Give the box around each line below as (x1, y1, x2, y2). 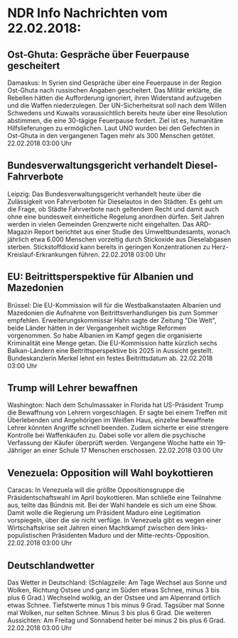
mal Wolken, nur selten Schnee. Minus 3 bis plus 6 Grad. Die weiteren (7, 609, 212, 617)
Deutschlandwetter (7, 559, 94, 571)
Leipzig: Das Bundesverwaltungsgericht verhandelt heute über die (7, 189, 202, 198)
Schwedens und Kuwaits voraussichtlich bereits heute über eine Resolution (7, 109, 227, 117)
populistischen (7, 531, 51, 540)
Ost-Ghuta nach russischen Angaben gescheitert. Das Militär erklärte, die (7, 86, 222, 94)
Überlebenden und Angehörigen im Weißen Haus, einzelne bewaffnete (7, 416, 215, 424)
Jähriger (7, 446, 32, 455)
